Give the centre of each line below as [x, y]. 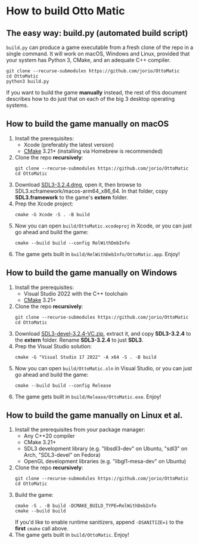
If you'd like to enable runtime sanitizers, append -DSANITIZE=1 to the [99, 522]
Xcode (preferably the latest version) [69, 145]
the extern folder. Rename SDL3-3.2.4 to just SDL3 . [79, 340]
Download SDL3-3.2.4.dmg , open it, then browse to [78, 185]
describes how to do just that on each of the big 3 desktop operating [91, 99]
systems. [17, 105]
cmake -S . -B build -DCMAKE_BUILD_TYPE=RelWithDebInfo [85, 506]
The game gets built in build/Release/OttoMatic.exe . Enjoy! [88, 397]
